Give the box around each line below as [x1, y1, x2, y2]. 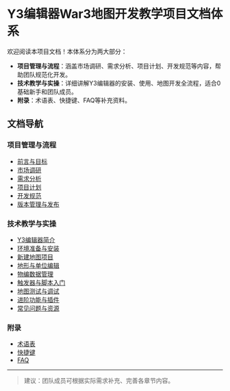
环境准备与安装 [16, 244, 60, 252]
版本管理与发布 [16, 200, 60, 208]
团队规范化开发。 [23, 70, 72, 79]
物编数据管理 [16, 270, 53, 278]
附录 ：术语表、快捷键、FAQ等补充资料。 [16, 96, 131, 104]
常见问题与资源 [16, 304, 60, 312]
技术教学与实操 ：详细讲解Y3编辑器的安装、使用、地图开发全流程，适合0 [16, 79, 221, 87]
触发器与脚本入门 [16, 278, 66, 286]
